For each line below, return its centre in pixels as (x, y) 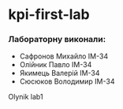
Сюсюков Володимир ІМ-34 (67, 81)
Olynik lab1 (26, 97)
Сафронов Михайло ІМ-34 (64, 56)
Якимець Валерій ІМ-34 (60, 73)
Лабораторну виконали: (57, 39)
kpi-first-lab (49, 15)
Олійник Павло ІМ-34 (56, 65)
